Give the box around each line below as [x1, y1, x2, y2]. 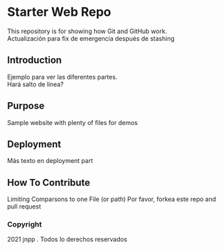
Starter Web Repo [7, 4, 111, 20]
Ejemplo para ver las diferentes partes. [7, 73, 118, 81]
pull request [7, 202, 42, 211]
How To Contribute [7, 177, 91, 189]
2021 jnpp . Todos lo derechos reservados [7, 235, 127, 244]
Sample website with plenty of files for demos [7, 118, 139, 126]
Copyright [7, 220, 42, 229]
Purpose [7, 100, 45, 112]
